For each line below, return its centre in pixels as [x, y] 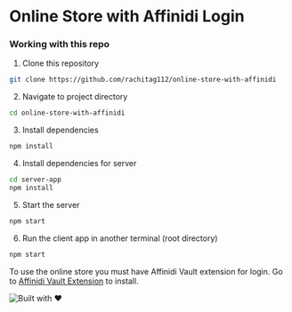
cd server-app [36, 180]
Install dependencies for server [79, 164]
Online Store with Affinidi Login [127, 16]
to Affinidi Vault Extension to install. [74, 281]
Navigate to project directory [75, 97]
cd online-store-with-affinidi [67, 113]
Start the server [51, 204]
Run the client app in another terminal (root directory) [120, 238]
